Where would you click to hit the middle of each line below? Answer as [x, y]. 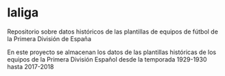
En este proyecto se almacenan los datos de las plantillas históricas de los [112, 52]
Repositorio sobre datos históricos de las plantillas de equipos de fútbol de [113, 31]
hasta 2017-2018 [31, 66]
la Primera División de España [49, 38]
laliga [23, 13]
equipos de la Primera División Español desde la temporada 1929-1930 [107, 59]
